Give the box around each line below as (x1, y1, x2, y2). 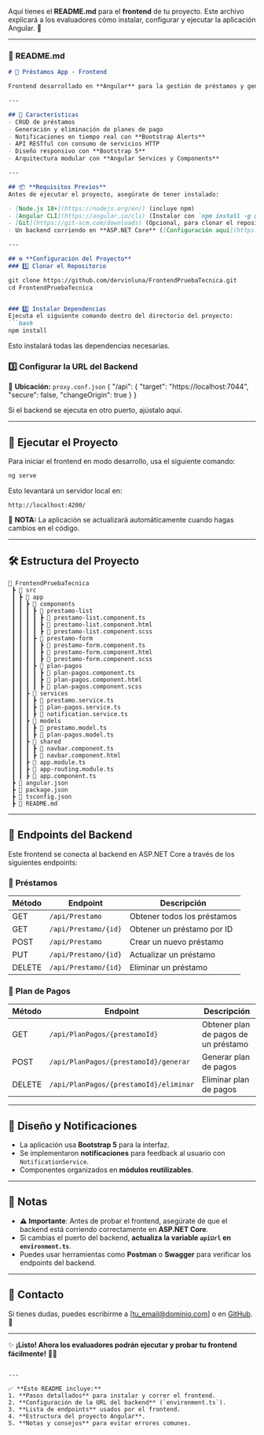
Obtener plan (201, 1019, 251, 1030)
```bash (8, 319, 34, 327)
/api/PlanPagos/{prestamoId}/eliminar (49, 1080, 195, 1089)
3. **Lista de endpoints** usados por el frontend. (8, 1405, 181, 1413)
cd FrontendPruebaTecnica (8, 283, 93, 292)
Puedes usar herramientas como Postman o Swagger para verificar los (19, 1249, 251, 1259)
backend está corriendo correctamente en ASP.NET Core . (19, 1224, 209, 1234)
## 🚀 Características (8, 110, 79, 119)
